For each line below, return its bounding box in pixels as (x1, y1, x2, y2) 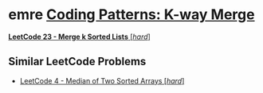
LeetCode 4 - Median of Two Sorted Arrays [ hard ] (19, 76, 185, 85)
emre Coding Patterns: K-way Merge (8, 6, 255, 24)
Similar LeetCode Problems (8, 55, 147, 68)
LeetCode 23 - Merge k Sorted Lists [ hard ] (8, 32, 151, 41)
